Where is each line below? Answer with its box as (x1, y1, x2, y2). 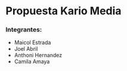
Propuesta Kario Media (5, 4, 122, 18)
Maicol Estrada (14, 39, 51, 46)
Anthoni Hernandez (14, 52, 63, 59)
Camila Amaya (14, 58, 50, 65)
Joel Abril (14, 45, 38, 53)
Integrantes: (5, 26, 42, 34)
